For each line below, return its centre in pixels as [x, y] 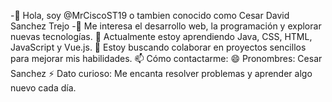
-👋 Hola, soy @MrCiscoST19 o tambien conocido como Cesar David [150, 15]
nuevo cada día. [43, 88]
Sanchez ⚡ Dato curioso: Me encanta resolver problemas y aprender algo [161, 73]
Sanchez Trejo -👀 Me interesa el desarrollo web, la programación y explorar [166, 26]
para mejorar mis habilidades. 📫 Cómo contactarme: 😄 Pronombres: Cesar [166, 58]
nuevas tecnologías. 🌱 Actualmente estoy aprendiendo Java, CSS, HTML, [161, 36]
